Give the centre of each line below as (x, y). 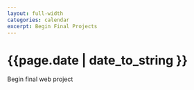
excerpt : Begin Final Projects (52, 26)
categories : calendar (38, 20)
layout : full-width (35, 13)
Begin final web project (40, 79)
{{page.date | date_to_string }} (98, 60)
